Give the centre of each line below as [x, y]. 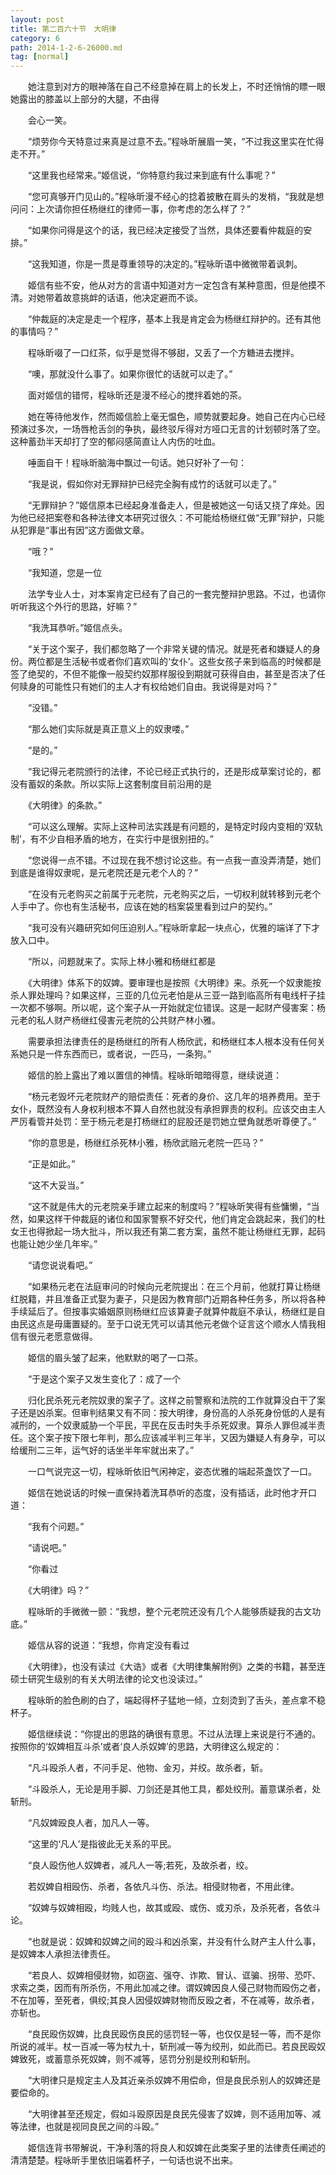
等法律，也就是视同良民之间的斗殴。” [85, 2127]
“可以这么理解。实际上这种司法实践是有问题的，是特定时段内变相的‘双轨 [175, 827]
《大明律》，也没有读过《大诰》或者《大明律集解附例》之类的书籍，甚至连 [176, 1667]
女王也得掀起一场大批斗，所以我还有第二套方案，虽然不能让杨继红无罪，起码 [168, 1232]
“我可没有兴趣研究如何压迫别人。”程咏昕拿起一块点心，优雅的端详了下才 [174, 928]
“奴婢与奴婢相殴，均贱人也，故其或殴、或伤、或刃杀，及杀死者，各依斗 [174, 1908]
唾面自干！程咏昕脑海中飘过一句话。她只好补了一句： [137, 463]
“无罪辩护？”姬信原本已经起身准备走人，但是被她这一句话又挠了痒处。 [172, 505]
